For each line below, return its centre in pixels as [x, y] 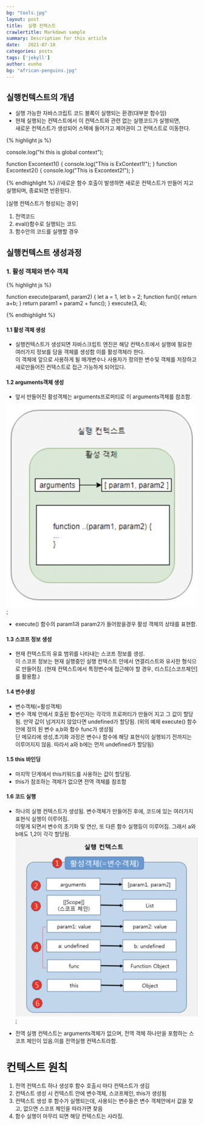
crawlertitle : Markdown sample [46, 32]
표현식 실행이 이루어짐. [42, 819]
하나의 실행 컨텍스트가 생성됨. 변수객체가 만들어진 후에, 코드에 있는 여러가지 [104, 811]
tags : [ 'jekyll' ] [28, 58]
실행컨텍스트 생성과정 [44, 252]
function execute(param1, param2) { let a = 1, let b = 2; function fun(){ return [102, 297]
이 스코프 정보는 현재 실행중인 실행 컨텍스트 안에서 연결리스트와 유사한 [98, 662]
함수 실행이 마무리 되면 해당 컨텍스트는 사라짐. [70, 1116]
